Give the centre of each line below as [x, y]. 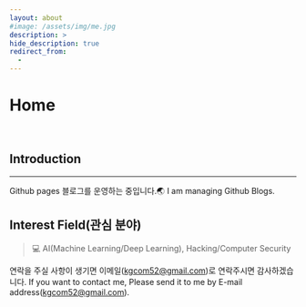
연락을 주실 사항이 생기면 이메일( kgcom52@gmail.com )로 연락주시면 [132, 271]
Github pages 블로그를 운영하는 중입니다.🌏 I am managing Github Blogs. [142, 190]
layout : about [36, 18]
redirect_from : [38, 52]
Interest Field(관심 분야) [76, 225]
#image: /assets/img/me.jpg [63, 26]
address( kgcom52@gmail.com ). [70, 292]
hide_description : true [55, 43]
